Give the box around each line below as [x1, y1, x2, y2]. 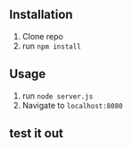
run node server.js [21, 90, 94, 101]
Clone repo [21, 30, 64, 41]
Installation [9, 7, 73, 22]
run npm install [21, 40, 82, 51]
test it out [9, 125, 64, 142]
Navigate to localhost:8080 [21, 99, 123, 110]
